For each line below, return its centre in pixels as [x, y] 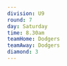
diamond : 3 [23, 52]
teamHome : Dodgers [33, 39]
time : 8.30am [26, 33]
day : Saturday [28, 26]
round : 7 [20, 20]
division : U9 [26, 13]
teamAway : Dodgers [33, 45]
